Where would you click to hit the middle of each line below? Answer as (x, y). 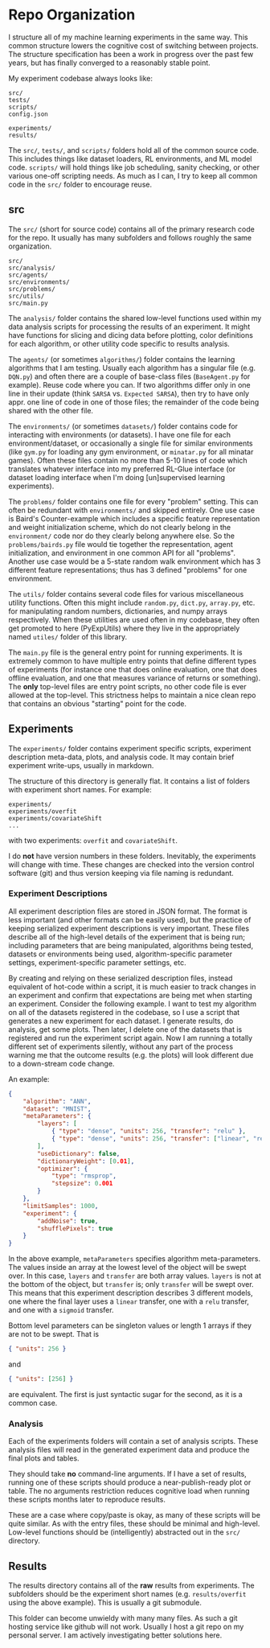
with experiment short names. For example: (80, 789)
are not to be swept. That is (53, 1334)
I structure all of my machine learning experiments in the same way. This (128, 37)
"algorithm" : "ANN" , (57, 1101)
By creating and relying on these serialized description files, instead (121, 978)
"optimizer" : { (63, 1169)
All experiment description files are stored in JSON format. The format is (128, 911)
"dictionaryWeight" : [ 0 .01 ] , (86, 1161)
